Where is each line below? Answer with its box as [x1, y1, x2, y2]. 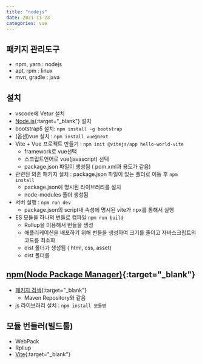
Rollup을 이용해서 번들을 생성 [24, 221, 94, 228]
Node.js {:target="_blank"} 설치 [15, 118, 92, 124]
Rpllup [15, 344, 32, 351]
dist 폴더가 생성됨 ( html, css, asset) [24, 244, 112, 251]
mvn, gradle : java [15, 73, 60, 81]
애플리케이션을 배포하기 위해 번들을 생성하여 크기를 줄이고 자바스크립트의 [24, 229, 197, 236]
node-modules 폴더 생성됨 [24, 191, 89, 198]
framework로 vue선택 [24, 148, 77, 155]
